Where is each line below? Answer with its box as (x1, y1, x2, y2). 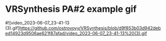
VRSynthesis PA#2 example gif (5, 3, 137, 15)
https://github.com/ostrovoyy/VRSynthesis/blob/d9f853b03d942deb (19, 25, 161, 31)
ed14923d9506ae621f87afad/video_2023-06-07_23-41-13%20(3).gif (5, 30, 147, 36)
